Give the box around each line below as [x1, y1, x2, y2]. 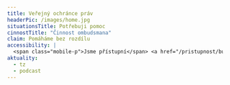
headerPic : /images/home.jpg [7, 16, 90, 23]
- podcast [13, 67, 41, 74]
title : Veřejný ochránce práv [7, 10, 94, 17]
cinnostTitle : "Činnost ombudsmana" [7, 29, 112, 36]
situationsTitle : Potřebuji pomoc [7, 23, 106, 29]
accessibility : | [7, 42, 57, 49]
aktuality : [7, 55, 38, 62]
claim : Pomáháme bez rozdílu [7, 36, 90, 42]
